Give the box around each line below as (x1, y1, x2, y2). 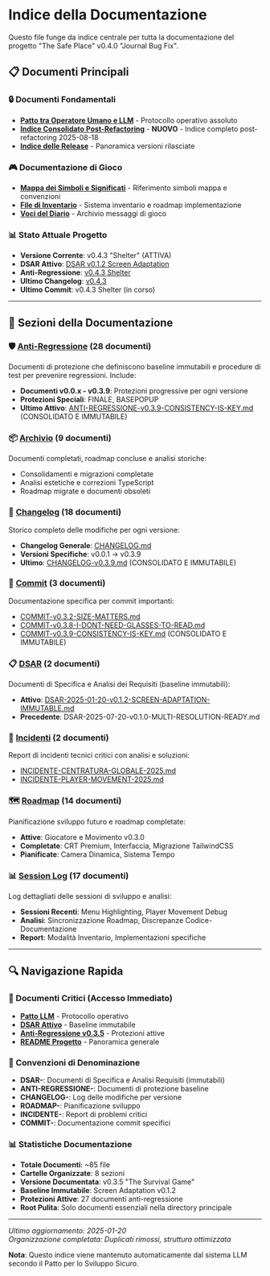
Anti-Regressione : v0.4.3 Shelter (19, 268, 131, 277)
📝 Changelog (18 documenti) (8, 506, 122, 517)
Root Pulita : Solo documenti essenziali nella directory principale (19, 1203, 232, 1212)
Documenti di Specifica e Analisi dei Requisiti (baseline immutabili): (8, 680, 231, 689)
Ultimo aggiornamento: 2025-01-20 (8, 1226, 127, 1236)
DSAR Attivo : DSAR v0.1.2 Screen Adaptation (19, 260, 170, 269)
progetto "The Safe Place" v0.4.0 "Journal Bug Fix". (8, 40, 179, 50)
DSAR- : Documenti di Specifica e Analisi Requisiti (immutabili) (19, 1074, 225, 1085)
